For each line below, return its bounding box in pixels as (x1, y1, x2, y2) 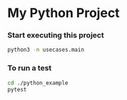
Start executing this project (7, 30, 105, 40)
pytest (7, 86, 27, 93)
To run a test (7, 63, 52, 73)
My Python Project (7, 5, 120, 21)
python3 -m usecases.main (7, 46, 84, 54)
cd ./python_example (7, 79, 69, 87)
